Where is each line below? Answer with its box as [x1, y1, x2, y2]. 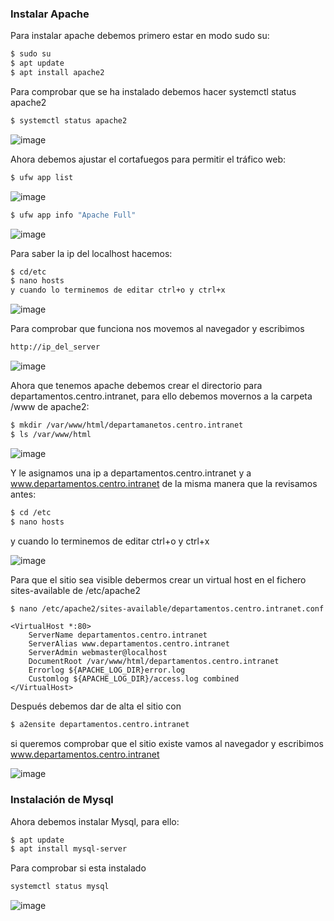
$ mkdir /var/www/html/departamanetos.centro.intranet [10, 420, 244, 431]
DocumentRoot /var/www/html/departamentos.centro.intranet [28, 657, 280, 667]
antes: [10, 488, 37, 500]
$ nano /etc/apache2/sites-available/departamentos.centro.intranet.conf [10, 603, 325, 614]
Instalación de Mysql [10, 793, 114, 807]
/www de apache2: [10, 401, 90, 413]
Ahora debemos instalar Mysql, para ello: [10, 815, 180, 827]
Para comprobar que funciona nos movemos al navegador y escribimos [10, 323, 305, 335]
